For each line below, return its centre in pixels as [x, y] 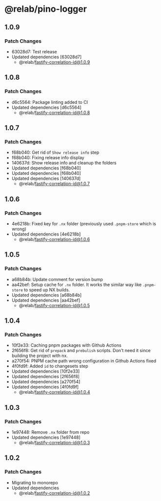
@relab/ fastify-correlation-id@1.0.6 [54, 239]
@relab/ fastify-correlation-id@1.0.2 [54, 493]
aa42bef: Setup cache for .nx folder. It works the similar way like [77, 285]
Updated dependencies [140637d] [46, 179]
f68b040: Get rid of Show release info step [55, 152]
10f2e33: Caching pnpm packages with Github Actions [66, 345]
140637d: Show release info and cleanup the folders [64, 163]
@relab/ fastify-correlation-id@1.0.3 [54, 442]
